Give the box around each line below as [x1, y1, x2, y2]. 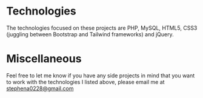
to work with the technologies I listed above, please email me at [6, 78, 165, 85]
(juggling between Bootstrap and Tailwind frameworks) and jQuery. [6, 30, 174, 38]
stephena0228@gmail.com [6, 85, 74, 92]
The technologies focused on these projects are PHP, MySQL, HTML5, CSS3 [6, 24, 198, 31]
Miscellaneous [6, 52, 82, 66]
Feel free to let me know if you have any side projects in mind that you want [6, 71, 195, 79]
